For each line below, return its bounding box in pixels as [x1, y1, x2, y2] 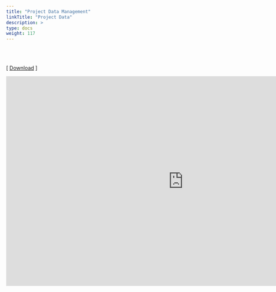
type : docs [6, 25, 33, 31]
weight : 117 [6, 31, 35, 37]
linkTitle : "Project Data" [6, 14, 73, 20]
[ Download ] [6, 64, 38, 71]
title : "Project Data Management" [6, 8, 91, 15]
